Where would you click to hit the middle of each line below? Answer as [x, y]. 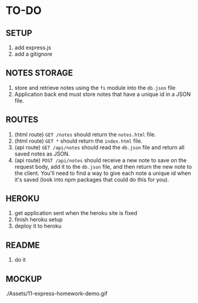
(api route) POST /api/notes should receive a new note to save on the [101, 160]
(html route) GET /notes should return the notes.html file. [85, 134]
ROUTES [22, 120]
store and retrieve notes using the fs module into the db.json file [95, 87]
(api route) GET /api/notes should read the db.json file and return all [100, 147]
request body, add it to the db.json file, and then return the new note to [103, 166]
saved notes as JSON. [42, 154]
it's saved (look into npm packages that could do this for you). [92, 179]
